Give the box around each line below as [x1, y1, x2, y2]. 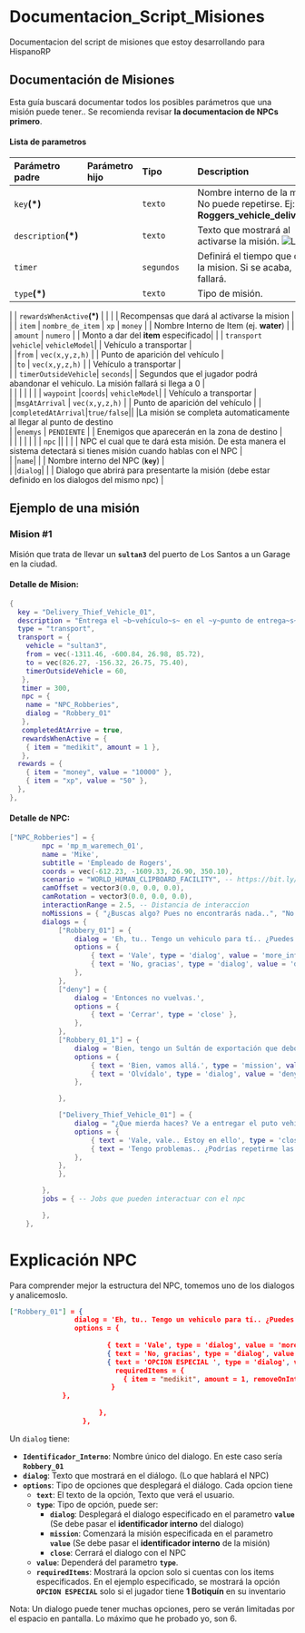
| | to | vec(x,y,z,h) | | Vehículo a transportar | [9, 359, 182, 369]
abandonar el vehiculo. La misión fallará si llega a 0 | [9, 378, 206, 389]
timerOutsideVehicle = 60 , [25, 666, 128, 675]
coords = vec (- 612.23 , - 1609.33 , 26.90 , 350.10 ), [42, 867, 233, 876]
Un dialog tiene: [9, 1432, 71, 1444]
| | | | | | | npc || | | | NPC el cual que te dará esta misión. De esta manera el [9, 436, 286, 447]
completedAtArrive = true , [21, 725, 124, 734]
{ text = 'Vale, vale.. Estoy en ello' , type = [90, 1136, 274, 1145]
